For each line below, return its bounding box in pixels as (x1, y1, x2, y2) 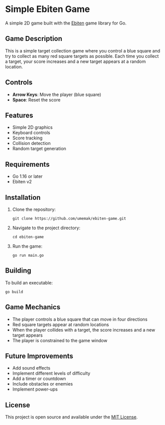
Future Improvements (5, 352, 74, 361)
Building (5, 266, 31, 275)
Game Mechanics (5, 303, 61, 312)
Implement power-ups (12, 386, 58, 393)
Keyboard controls (12, 130, 51, 136)
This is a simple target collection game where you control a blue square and (5, 47, 161, 53)
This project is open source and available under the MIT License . (5, 414, 138, 420)
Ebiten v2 (12, 179, 32, 185)
